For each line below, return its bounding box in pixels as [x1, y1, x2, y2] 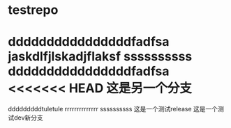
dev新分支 [13, 113, 44, 122]
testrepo [8, 2, 59, 18]
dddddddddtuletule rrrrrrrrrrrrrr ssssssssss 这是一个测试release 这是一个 [8, 105, 218, 113]
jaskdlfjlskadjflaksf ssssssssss [8, 49, 193, 65]
